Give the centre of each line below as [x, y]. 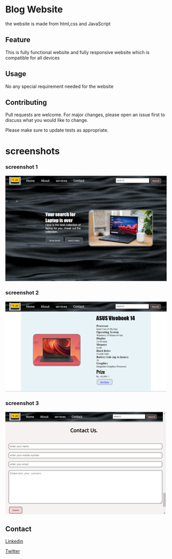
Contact [18, 529]
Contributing [26, 102]
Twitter [13, 551]
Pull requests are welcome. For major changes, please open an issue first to [85, 115]
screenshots [33, 151]
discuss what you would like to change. [47, 120]
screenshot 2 [22, 293]
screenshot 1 [22, 167]
